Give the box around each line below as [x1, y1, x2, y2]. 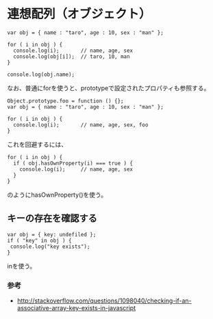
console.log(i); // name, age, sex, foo [13, 121, 149, 128]
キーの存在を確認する [7, 212, 97, 224]
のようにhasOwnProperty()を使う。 [7, 191, 108, 199]
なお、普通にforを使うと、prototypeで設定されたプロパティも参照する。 [7, 83, 210, 92]
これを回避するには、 [7, 140, 67, 148]
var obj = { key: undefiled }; [7, 231, 97, 238]
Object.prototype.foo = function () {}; [7, 97, 125, 105]
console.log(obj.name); [7, 71, 75, 78]
